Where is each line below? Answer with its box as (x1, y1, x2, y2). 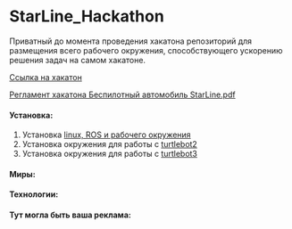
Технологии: (9, 189, 59, 200)
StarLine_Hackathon (9, 6, 165, 27)
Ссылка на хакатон (9, 71, 82, 82)
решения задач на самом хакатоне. (9, 54, 146, 65)
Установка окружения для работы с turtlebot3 (21, 149, 198, 159)
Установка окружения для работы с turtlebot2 (21, 139, 198, 150)
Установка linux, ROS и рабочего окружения (21, 129, 191, 140)
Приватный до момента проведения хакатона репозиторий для (9, 36, 253, 46)
